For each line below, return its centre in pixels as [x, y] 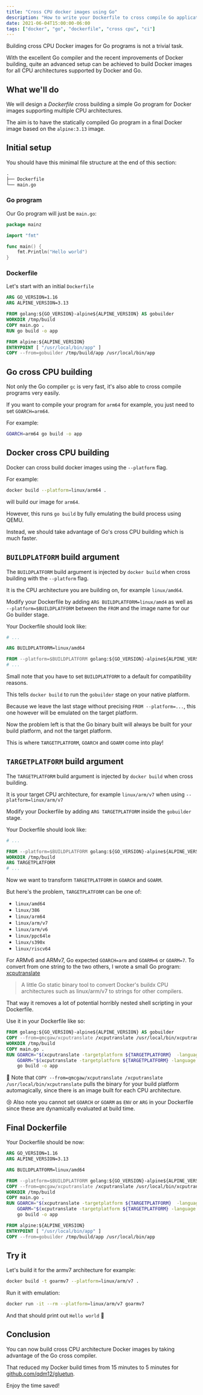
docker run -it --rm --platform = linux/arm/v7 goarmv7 [76, 1304]
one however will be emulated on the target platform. [72, 713]
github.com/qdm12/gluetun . [41, 1374]
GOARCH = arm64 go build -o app [44, 434]
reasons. [17, 683]
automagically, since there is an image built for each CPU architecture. [94, 1090]
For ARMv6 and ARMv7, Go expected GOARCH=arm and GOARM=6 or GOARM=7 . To [100, 960]
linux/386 [27, 911]
